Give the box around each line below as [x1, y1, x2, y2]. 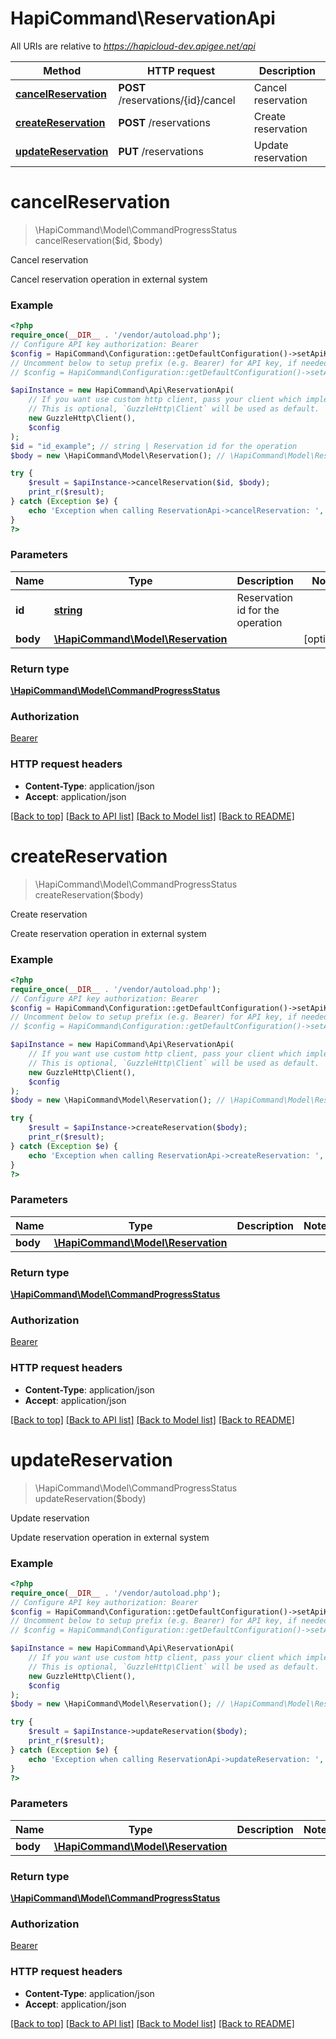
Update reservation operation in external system [10, 1531, 210, 1543]
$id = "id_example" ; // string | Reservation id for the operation [10, 441, 298, 451]
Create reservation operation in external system [10, 927, 207, 939]
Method [43, 63, 82, 77]
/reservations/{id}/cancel [118, 93, 236, 107]
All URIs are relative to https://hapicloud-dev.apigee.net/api [10, 40, 256, 52]
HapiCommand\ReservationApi [10, 7, 276, 30]
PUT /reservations [118, 144, 204, 158]
